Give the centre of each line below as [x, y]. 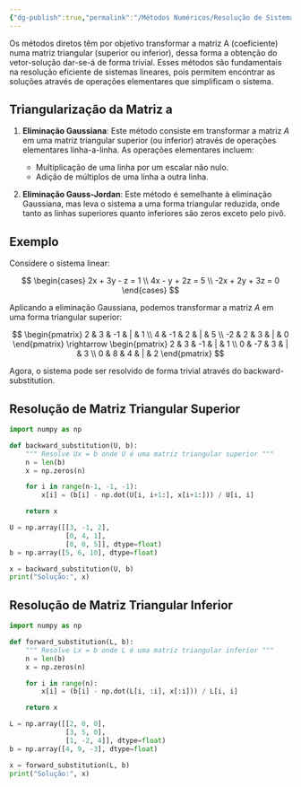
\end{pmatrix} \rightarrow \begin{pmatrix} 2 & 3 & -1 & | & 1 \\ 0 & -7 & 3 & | [150, 344]
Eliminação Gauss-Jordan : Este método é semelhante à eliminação [147, 195]
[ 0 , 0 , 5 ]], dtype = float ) [114, 544]
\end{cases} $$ [150, 290]
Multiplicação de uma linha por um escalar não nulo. [132, 168]
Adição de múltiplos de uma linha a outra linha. [122, 177]
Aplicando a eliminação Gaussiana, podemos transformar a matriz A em [142, 308]
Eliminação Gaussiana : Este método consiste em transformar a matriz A [155, 131]
